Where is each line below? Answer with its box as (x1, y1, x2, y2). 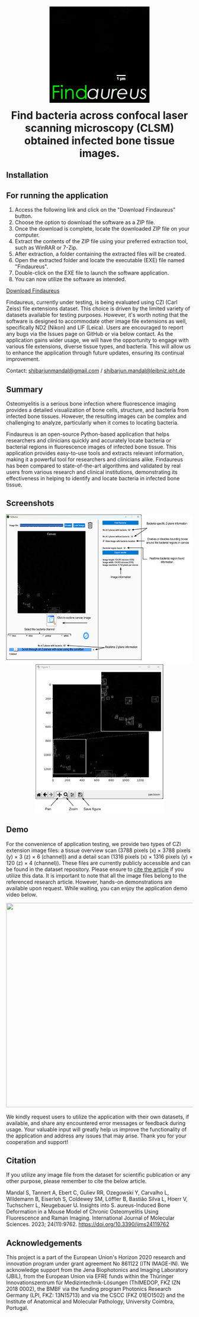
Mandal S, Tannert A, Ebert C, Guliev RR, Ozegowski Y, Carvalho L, (6, 1189, 169, 1196)
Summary (6, 384, 43, 394)
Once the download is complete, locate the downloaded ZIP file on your (14, 225, 190, 232)
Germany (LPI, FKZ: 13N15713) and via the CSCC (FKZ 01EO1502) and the (6, 1291, 185, 1299)
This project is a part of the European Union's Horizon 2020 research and (6, 1254, 186, 1261)
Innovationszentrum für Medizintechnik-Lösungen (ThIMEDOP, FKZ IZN (6, 1279, 181, 1286)
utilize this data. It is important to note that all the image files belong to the (6, 872, 187, 879)
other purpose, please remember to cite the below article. (6, 1178, 147, 1185)
